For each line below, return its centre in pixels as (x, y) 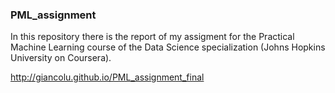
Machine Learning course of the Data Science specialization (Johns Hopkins (168, 47)
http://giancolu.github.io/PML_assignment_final (107, 77)
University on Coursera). (61, 58)
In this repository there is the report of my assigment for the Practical (152, 37)
